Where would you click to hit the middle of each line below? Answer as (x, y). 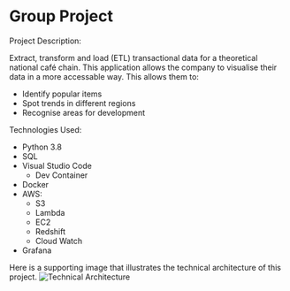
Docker (35, 184)
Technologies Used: (46, 129)
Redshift (50, 231)
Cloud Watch (59, 241)
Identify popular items (62, 94)
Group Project (61, 16)
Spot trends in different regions (79, 103)
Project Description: (46, 41)
